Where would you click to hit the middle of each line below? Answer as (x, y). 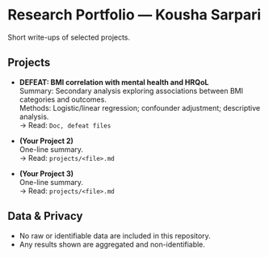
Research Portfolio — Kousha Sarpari (134, 15)
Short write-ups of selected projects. (69, 37)
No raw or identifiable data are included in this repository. (115, 235)
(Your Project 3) (46, 173)
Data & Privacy (45, 216)
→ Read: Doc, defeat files (65, 125)
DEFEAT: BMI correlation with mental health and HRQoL (114, 82)
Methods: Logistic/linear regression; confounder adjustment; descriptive (139, 107)
